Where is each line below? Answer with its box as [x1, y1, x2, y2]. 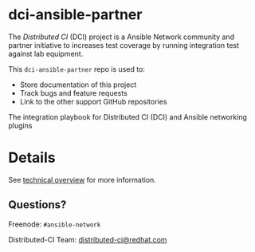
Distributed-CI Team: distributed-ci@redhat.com [8, 234, 167, 244]
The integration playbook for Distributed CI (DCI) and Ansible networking [8, 112, 247, 121]
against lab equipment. [8, 49, 84, 58]
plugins [8, 120, 33, 130]
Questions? [8, 198, 67, 212]
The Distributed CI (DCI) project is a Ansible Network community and [8, 32, 235, 41]
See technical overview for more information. [8, 175, 157, 184]
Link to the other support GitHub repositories [19, 96, 167, 106]
